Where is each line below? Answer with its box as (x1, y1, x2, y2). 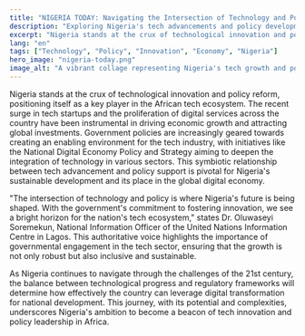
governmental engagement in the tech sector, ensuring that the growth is (9, 241, 283, 252)
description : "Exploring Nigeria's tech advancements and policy (9, 22, 261, 31)
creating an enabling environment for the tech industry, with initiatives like (9, 137, 286, 148)
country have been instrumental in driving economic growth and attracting (9, 117, 288, 128)
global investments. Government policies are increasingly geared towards (9, 127, 284, 138)
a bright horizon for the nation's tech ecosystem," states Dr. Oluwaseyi (9, 212, 274, 223)
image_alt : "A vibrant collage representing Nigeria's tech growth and (9, 64, 286, 73)
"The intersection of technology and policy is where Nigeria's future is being (9, 192, 295, 204)
